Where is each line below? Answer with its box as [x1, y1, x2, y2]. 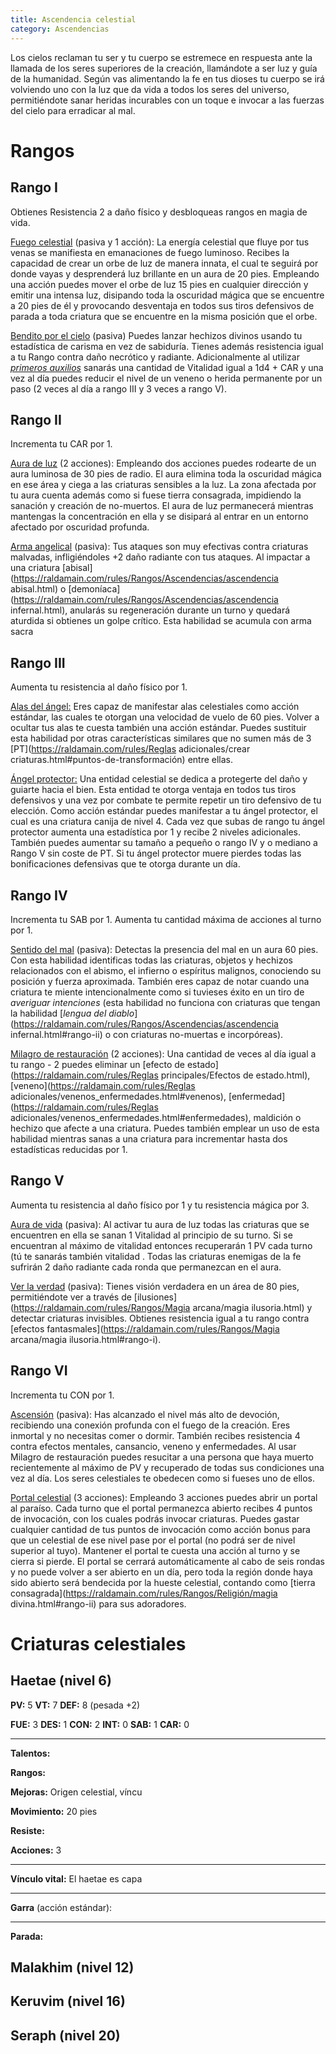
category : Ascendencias [10, 24, 110, 34]
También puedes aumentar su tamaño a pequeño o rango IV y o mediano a [10, 837, 318, 849]
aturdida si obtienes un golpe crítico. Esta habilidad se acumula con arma [10, 615, 312, 627]
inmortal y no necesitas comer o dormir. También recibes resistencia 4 [10, 1429, 301, 1441]
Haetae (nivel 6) [10, 1672, 112, 1690]
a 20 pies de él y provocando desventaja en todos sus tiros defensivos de [10, 299, 315, 311]
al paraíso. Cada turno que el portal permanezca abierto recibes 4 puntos [10, 1502, 313, 1514]
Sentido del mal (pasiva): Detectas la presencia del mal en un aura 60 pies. [10, 943, 319, 955]
